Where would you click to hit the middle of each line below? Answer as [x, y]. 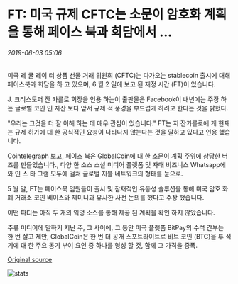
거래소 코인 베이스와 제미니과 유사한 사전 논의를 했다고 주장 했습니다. [109, 198]
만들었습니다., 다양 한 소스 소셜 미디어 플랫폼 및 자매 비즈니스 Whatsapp [120, 165]
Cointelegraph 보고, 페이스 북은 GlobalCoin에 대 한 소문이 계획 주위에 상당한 [114, 156]
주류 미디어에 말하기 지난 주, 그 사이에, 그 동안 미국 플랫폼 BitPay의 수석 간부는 [116, 228]
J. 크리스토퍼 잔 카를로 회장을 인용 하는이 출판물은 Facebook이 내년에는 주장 [113, 99]
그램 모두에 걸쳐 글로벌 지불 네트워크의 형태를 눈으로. [110, 174]
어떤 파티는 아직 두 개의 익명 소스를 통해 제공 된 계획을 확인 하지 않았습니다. [111, 212]
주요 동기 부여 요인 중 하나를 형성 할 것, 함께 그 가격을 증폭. [116, 246]
